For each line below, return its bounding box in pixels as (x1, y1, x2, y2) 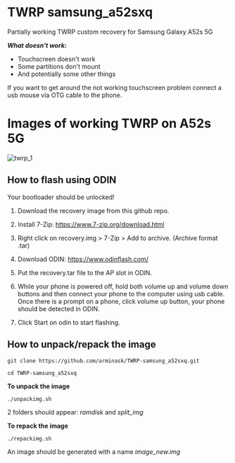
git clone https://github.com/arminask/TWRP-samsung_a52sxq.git (7, 357, 200, 364)
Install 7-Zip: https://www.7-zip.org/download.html (17, 220, 165, 229)
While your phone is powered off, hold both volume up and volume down (17, 282, 229, 291)
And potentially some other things (17, 70, 116, 78)
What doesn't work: (7, 41, 67, 49)
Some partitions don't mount (17, 62, 101, 70)
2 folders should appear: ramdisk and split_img (7, 407, 144, 416)
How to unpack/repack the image (7, 338, 156, 350)
